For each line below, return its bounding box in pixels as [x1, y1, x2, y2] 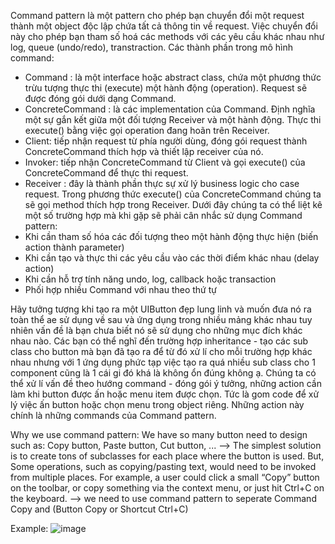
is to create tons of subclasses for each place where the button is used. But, [10, 450, 325, 462]
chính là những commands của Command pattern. [10, 410, 217, 421]
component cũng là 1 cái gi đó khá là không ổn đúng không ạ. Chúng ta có [10, 367, 317, 379]
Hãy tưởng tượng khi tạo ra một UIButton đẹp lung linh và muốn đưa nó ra [10, 303, 312, 315]
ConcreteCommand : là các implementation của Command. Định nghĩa [24, 103, 316, 115]
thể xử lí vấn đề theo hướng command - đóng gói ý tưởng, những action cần [10, 378, 322, 389]
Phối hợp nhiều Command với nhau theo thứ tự [24, 284, 217, 295]
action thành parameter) [24, 241, 125, 253]
